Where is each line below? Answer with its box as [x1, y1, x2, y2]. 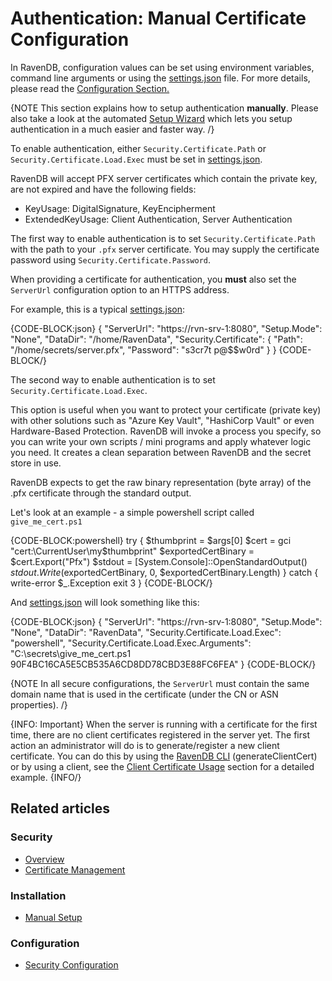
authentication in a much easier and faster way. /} [10, 123, 215, 135]
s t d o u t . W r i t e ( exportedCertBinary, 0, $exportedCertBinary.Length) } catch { [10, 566, 319, 578]
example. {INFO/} [10, 771, 82, 783]
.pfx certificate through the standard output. [10, 487, 192, 499]
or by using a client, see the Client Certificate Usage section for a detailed [10, 760, 315, 772]
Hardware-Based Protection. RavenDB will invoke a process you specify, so [10, 425, 322, 437]
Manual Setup [24, 911, 83, 923]
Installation [10, 888, 67, 902]
